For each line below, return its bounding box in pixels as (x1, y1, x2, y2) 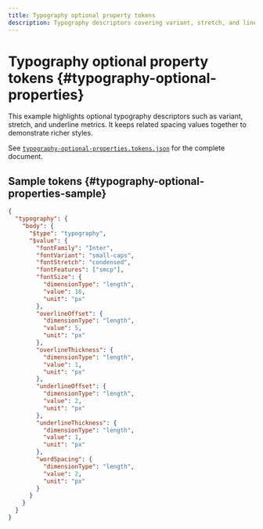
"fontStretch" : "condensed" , (36, 259, 131, 266)
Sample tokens (8, 174, 82, 188)
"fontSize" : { (36, 274, 82, 281)
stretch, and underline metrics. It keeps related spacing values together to (8, 120, 247, 129)
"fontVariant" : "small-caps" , (36, 252, 135, 259)
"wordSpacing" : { (36, 455, 92, 463)
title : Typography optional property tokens (8, 11, 156, 20)
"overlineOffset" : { (36, 310, 103, 317)
